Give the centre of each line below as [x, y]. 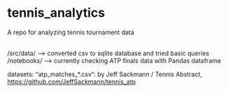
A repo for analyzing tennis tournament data [71, 32]
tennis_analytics [56, 13]
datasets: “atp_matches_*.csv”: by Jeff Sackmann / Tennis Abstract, [105, 74]
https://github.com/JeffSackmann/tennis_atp [72, 81]
